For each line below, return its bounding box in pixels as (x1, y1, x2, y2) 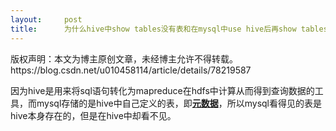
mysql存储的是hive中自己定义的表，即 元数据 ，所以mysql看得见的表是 (36, 97, 322, 109)
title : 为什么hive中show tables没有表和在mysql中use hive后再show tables (10, 24, 328, 34)
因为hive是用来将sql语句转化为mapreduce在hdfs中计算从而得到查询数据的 (10, 84, 315, 96)
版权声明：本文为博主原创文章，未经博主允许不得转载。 (10, 52, 238, 65)
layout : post (10, 14, 83, 25)
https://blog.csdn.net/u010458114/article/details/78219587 (10, 64, 252, 76)
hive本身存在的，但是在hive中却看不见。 (10, 109, 177, 121)
